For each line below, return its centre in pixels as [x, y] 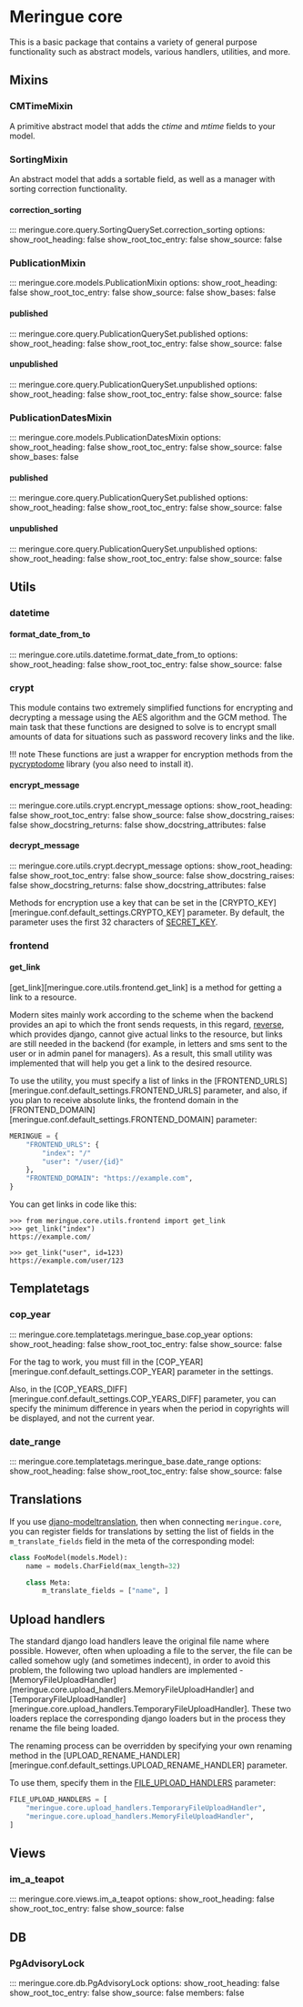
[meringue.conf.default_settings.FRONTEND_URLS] [106, 1090]
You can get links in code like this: [73, 1204]
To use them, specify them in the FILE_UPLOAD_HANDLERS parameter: [142, 1783]
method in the [35, 1756]
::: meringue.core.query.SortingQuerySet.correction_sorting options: [137, 230]
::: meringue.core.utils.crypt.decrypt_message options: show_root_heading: [151, 866]
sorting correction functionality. [68, 188]
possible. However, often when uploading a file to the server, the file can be [151, 1651]
